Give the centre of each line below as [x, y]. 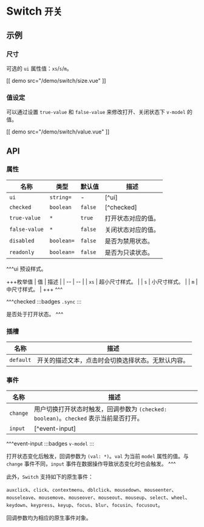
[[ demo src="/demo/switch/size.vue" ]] [56, 80]
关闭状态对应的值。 [132, 230]
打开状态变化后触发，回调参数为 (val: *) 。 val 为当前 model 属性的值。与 [98, 456]
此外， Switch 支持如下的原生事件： [50, 477]
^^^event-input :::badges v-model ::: [50, 444]
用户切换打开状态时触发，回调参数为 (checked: [101, 409]
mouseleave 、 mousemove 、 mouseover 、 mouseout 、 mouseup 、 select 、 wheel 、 [98, 497]
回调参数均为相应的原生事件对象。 [49, 518]
